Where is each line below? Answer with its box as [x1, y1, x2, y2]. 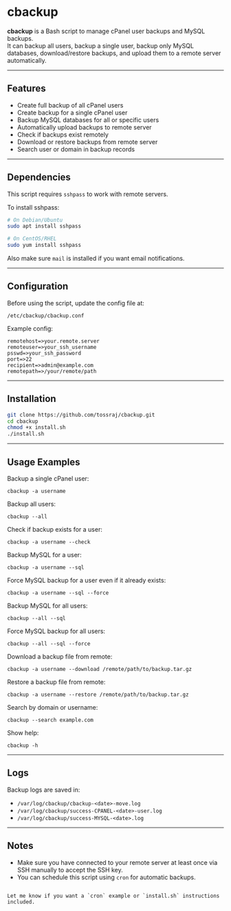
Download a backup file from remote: [7, 652, 113, 661]
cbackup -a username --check [7, 539, 91, 545]
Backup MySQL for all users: [7, 601, 88, 610]
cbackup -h [7, 742, 38, 749]
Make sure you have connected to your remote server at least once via [16, 858, 218, 866]
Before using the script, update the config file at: [7, 299, 144, 307]
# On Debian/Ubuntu [7, 217, 63, 223]
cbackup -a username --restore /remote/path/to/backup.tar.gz [7, 691, 189, 698]
